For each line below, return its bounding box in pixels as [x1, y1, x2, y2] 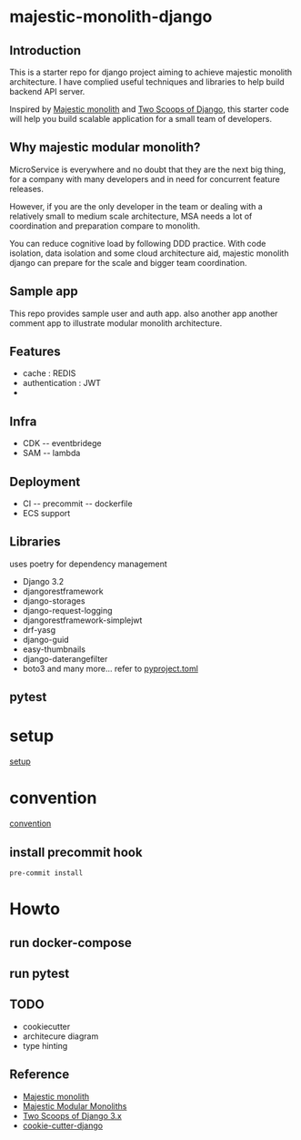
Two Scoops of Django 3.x [22, 1110, 123, 1121]
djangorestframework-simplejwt [22, 615, 143, 626]
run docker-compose [9, 935, 132, 951]
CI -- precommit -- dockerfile [22, 498, 134, 509]
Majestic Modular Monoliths [22, 1100, 127, 1112]
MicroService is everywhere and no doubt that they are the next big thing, [9, 164, 286, 175]
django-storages [22, 595, 85, 606]
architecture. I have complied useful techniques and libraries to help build [9, 76, 285, 87]
